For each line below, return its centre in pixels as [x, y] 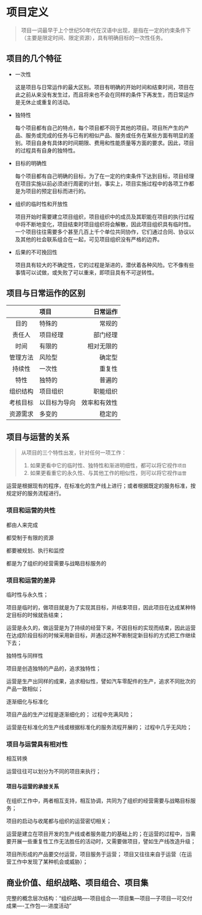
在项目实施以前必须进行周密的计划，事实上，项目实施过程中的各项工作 [102, 183]
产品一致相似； [25, 688]
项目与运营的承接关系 [32, 786]
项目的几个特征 [34, 59]
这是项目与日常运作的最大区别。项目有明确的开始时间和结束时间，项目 [102, 87]
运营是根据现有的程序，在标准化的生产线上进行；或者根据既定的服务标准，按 [101, 486]
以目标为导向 [58, 403]
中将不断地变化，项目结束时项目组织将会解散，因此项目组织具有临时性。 [104, 224]
